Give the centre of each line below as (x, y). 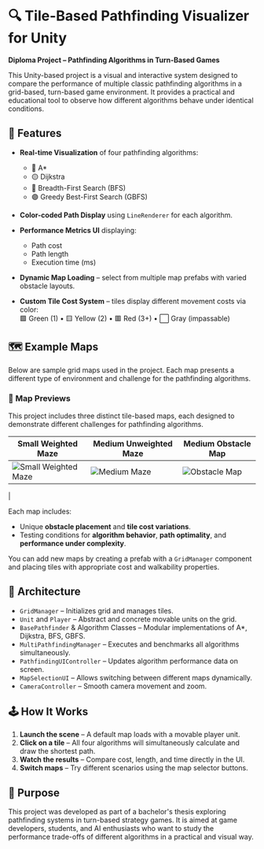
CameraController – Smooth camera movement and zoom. (113, 686)
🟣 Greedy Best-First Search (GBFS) (89, 196)
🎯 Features (35, 133)
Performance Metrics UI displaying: (78, 230)
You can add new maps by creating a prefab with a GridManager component (130, 558)
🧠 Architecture (44, 592)
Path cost (47, 245)
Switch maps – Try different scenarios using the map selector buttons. (134, 768)
